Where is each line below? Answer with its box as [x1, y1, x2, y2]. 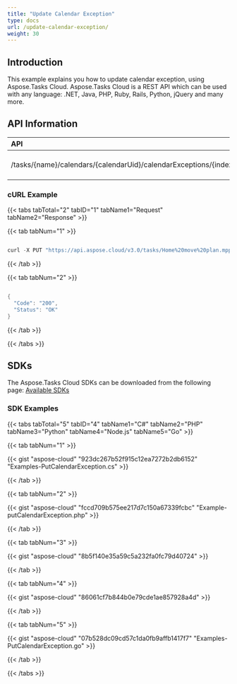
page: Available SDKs [7, 386, 70, 394]
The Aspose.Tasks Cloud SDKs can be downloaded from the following [7, 379, 212, 387]
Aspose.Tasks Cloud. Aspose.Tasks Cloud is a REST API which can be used [7, 83, 227, 91]
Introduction [7, 56, 63, 68]
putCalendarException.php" [7, 510, 88, 519]
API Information [7, 118, 78, 130]
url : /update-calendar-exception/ [7, 23, 109, 30]
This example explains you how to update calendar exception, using [7, 75, 205, 83]
